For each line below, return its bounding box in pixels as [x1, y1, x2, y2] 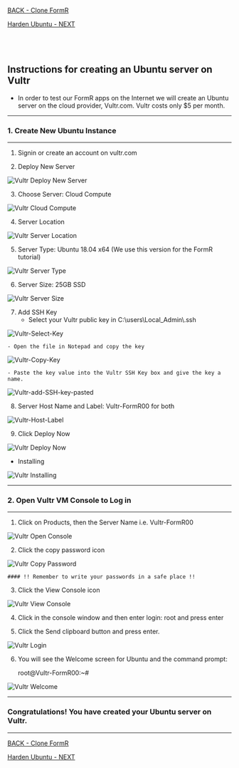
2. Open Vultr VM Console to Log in [7, 495, 132, 505]
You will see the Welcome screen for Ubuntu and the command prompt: [17, 655, 228, 663]
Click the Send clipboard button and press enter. [17, 627, 160, 636]
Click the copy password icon [17, 546, 105, 554]
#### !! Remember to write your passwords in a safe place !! [7, 574, 196, 581]
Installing [17, 457, 45, 466]
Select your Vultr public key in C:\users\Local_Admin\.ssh [28, 316, 197, 324]
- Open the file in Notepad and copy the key [7, 343, 144, 351]
